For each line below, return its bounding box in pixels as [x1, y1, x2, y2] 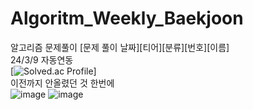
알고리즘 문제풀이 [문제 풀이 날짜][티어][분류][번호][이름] [10, 41, 230, 53]
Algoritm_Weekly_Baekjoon [10, 7, 244, 30]
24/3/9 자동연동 [10, 53, 74, 66]
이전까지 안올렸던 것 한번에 [10, 77, 115, 89]
